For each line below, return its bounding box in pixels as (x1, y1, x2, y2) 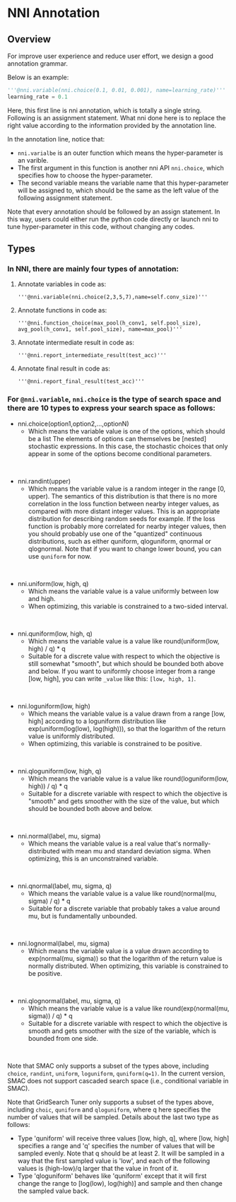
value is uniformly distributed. (28, 732, 115, 740)
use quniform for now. (28, 552, 92, 560)
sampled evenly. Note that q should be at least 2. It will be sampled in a (17, 1149, 225, 1157)
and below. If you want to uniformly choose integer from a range (28, 667, 216, 675)
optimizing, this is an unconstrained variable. (28, 854, 159, 863)
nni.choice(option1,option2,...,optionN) (17, 419, 129, 428)
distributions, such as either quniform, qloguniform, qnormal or (28, 537, 212, 545)
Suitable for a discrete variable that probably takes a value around (28, 904, 220, 913)
